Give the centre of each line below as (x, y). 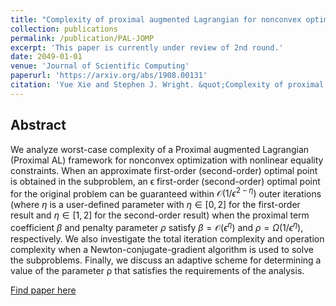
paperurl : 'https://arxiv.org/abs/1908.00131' (109, 76)
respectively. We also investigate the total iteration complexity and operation (167, 238)
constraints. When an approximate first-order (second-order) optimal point (164, 170)
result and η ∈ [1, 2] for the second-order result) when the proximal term (160, 215)
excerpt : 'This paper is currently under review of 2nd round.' (147, 47)
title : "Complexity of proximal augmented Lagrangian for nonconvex (156, 19)
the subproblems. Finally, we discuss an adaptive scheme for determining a (166, 260)
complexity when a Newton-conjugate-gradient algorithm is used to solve (162, 249)
